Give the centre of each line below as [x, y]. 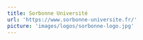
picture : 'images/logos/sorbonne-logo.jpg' [71, 26]
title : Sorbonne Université [48, 13]
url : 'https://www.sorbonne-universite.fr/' [72, 20]
